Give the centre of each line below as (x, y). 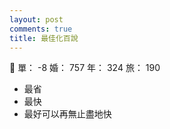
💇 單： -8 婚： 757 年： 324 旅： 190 (85, 68)
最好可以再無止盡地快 (67, 114)
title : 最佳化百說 (44, 38)
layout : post (36, 19)
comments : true (41, 29)
